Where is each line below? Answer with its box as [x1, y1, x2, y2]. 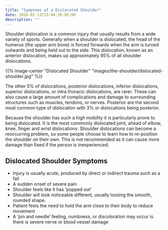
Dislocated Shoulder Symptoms [5, 157, 108, 165]
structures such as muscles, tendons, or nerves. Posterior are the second [5, 99, 159, 106]
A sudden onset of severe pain [12, 181, 77, 187]
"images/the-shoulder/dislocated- [91, 68, 163, 74]
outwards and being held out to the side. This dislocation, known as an [5, 47, 153, 54]
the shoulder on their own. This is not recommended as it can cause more [5, 136, 160, 143]
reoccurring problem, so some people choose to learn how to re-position [5, 131, 158, 137]
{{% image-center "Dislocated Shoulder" [5, 68, 91, 74]
